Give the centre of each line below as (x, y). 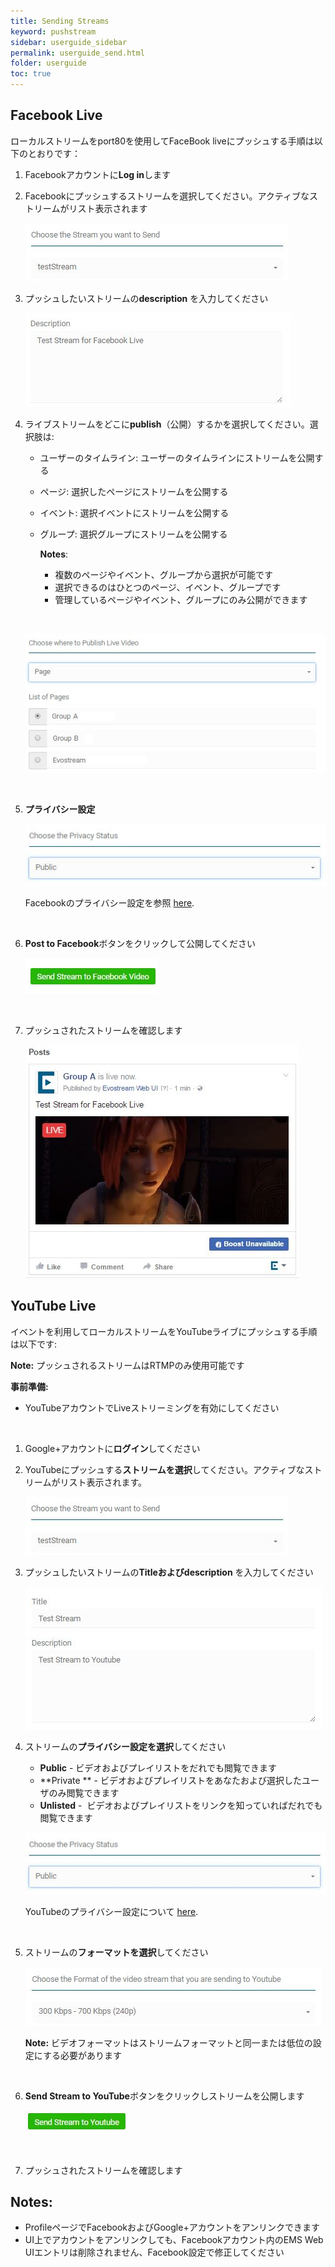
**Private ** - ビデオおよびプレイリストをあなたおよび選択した (170, 1780)
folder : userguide (48, 63)
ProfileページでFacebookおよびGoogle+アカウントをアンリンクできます (172, 2227)
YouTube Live (53, 1306)
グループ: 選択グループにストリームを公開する (133, 534)
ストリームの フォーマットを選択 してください (116, 1952)
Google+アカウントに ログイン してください (112, 1448)
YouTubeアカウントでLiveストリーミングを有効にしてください (152, 1407)
